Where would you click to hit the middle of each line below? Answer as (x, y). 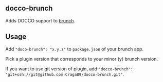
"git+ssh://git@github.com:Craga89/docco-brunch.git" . (65, 74)
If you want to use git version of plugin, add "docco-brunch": (69, 69)
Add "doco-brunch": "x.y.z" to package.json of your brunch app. (75, 49)
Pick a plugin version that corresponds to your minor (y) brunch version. (82, 59)
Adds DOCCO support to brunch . (40, 20)
